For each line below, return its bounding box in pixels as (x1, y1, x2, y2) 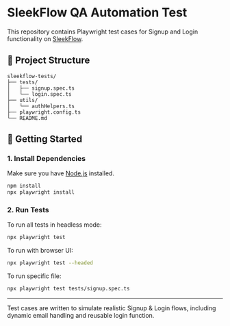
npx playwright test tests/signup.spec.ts (7, 286, 130, 292)
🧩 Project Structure (7, 55, 90, 66)
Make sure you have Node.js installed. (7, 169, 115, 177)
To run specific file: (7, 272, 62, 280)
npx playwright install (7, 189, 75, 196)
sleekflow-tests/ (7, 73, 57, 79)
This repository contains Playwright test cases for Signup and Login (7, 27, 199, 36)
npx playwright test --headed (7, 260, 94, 266)
